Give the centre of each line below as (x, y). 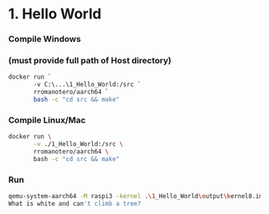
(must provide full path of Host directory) (90, 61)
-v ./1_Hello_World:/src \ (78, 144)
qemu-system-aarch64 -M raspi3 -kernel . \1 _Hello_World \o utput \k (119, 196)
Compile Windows (45, 39)
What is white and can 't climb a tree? (75, 204)
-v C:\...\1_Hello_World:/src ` (87, 85)
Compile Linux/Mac (47, 119)
